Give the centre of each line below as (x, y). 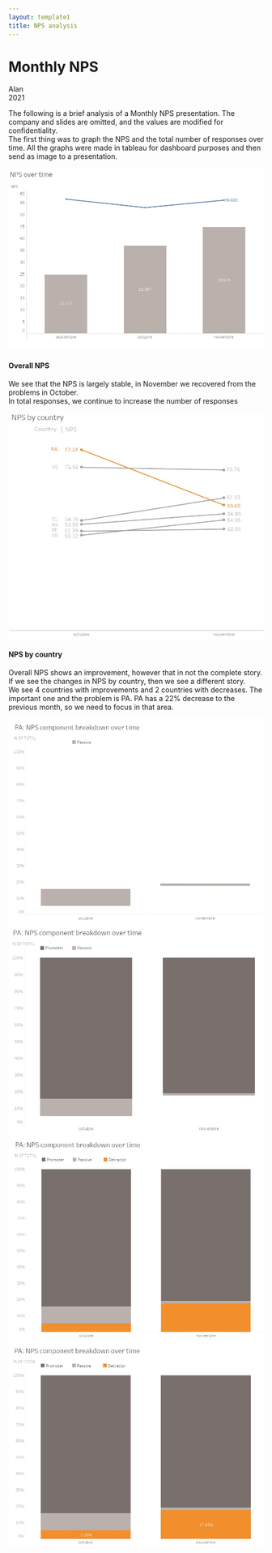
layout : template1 (39, 17)
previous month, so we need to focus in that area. (91, 707)
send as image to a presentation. (63, 156)
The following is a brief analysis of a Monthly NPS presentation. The (122, 113)
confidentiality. (33, 130)
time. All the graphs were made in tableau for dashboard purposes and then (135, 148)
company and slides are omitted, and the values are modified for (116, 122)
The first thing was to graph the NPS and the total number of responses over (136, 139)
